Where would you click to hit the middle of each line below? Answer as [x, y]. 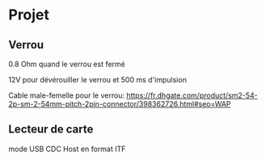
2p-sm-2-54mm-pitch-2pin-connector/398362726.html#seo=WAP [120, 104]
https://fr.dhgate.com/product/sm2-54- [192, 95]
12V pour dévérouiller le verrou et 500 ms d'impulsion [98, 80]
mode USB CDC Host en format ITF [67, 149]
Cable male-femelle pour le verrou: [67, 95]
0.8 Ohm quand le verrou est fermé [67, 64]
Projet [29, 15]
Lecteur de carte [51, 130]
